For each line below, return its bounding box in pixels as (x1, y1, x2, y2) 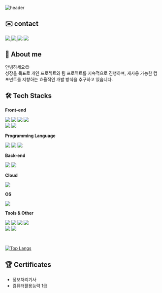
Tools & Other (5, 210, 33, 216)
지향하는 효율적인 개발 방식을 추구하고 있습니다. (22, 76, 113, 82)
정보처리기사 (12, 277, 37, 283)
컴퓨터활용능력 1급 (12, 283, 48, 289)
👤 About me (5, 50, 42, 59)
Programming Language (5, 133, 56, 139)
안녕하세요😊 (5, 64, 30, 70)
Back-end (5, 152, 26, 158)
